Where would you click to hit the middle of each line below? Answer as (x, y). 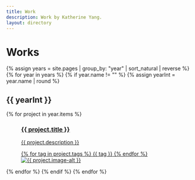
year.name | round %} (33, 81)
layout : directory (29, 23)
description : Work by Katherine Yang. (54, 17)
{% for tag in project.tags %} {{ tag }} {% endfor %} (84, 154)
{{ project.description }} (50, 143)
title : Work (21, 12)
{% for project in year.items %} (44, 114)
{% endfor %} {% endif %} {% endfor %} (56, 172)
